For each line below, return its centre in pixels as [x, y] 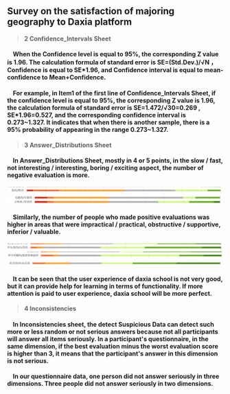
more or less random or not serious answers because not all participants [113, 332]
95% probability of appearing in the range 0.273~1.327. [88, 129]
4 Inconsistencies [50, 309]
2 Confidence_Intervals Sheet [67, 38]
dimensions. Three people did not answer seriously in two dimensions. [110, 384]
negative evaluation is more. [49, 175]
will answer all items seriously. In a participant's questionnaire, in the [108, 338]
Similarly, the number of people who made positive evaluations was [111, 217]
